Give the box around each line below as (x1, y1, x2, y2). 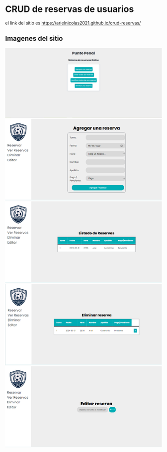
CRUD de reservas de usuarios (5, 3, 134, 15)
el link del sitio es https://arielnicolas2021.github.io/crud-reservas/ (5, 20, 141, 26)
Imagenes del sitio (5, 34, 63, 43)
